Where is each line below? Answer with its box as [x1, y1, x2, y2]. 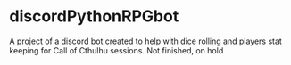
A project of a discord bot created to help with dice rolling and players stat [9, 36, 283, 46]
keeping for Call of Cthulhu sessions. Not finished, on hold [9, 45, 224, 55]
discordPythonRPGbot [9, 6, 179, 27]
